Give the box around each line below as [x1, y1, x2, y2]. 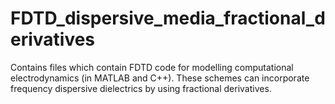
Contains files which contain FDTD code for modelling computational [10, 61, 294, 73]
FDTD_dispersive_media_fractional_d [10, 7, 326, 30]
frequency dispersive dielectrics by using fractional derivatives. [10, 82, 272, 94]
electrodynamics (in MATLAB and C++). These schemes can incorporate [10, 72, 310, 84]
